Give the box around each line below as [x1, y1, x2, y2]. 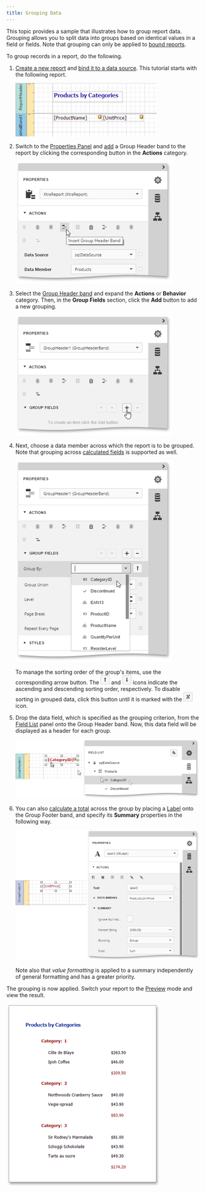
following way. [15, 817, 52, 825]
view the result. [6, 991, 45, 999]
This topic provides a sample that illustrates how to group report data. [6, 28, 182, 35]
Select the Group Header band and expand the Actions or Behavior [15, 289, 187, 297]
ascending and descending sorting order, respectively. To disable [15, 685, 181, 692]
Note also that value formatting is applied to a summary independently [15, 966, 193, 974]
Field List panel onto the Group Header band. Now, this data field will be [15, 720, 197, 728]
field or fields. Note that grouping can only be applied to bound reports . [6, 40, 187, 48]
